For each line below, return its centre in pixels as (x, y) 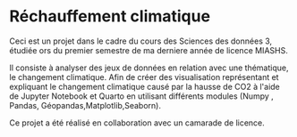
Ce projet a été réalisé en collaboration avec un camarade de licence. (137, 123)
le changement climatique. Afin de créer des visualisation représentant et (144, 77)
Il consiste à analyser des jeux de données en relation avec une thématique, (149, 68)
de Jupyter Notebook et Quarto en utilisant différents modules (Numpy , (142, 96)
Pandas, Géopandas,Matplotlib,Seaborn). (85, 105)
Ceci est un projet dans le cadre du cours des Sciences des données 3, (141, 41)
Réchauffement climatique (110, 16)
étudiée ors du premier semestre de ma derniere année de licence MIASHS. (148, 50)
